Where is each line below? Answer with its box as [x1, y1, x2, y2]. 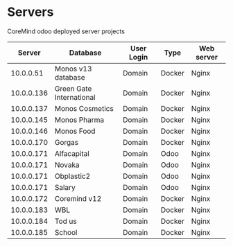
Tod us [54, 216, 78, 226]
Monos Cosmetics [54, 103, 114, 113]
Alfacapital [54, 148, 90, 158]
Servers [7, 4, 54, 20]
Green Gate [54, 84, 92, 94]
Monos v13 [54, 64, 92, 73]
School [54, 227, 78, 237]
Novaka [54, 160, 80, 170]
